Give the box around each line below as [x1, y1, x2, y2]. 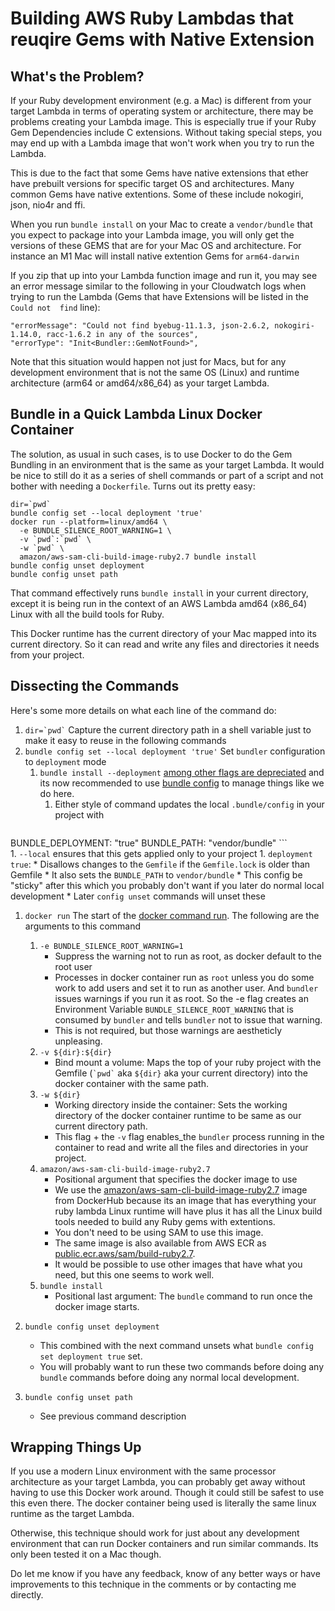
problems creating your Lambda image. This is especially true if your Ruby [10, 116, 317, 127]
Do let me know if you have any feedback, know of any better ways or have [10, 1568, 321, 1580]
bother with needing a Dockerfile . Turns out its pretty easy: [10, 480, 256, 492]
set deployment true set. [39, 1350, 143, 1362]
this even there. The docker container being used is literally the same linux [10, 1497, 317, 1509]
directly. [10, 1589, 44, 1601]
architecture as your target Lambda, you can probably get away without [10, 1476, 306, 1488]
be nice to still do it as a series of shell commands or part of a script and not [10, 469, 324, 481]
